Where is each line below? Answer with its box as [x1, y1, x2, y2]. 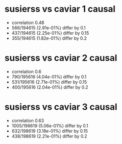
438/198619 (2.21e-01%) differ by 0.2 [11, 133, 87, 139]
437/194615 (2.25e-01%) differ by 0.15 [11, 30, 89, 36]
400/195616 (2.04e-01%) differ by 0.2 [11, 84, 89, 90]
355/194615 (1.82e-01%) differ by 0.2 [11, 35, 87, 41]
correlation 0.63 [11, 118, 45, 123]
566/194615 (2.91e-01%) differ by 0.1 [11, 24, 86, 30]
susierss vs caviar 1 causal [4, 3, 116, 15]
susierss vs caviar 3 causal [4, 101, 118, 113]
